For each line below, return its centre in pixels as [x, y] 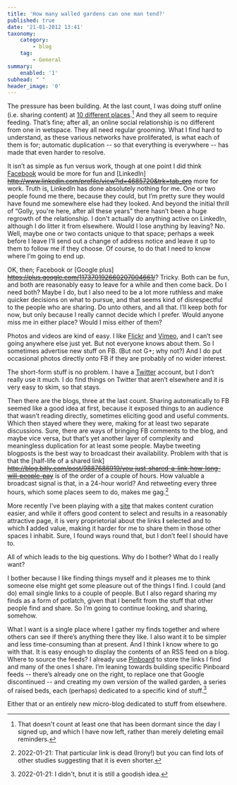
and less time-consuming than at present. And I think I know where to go [113, 644]
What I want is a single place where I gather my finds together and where [114, 629]
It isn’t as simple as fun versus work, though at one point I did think [105, 166]
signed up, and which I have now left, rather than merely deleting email [121, 732]
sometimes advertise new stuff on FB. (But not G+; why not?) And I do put [115, 351]
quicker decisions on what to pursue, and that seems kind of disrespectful [115, 299]
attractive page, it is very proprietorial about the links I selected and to [109, 520]
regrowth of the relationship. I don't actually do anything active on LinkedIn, [117, 218]
